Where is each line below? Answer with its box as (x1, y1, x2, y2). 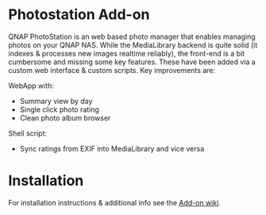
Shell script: (8, 129, 48, 138)
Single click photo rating (19, 105, 99, 114)
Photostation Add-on (8, 6, 150, 24)
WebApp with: (8, 81, 54, 90)
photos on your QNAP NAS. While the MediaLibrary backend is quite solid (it (8, 40, 258, 49)
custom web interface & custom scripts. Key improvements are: (8, 65, 216, 75)
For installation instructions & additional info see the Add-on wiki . (8, 198, 221, 207)
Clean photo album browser (19, 113, 111, 122)
